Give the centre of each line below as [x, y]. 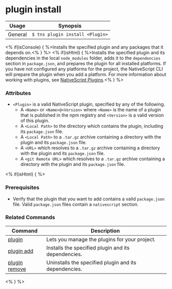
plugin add [21, 251]
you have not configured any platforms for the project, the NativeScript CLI [84, 69]
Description [105, 230]
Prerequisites [22, 187]
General [17, 34]
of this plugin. [35, 121]
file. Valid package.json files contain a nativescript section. [76, 204]
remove [17, 269]
